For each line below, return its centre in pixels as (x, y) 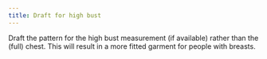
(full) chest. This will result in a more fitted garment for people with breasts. (132, 46)
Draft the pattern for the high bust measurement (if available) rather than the (133, 38)
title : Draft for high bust (55, 15)
